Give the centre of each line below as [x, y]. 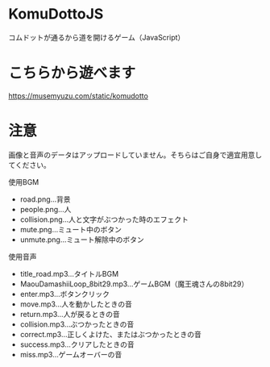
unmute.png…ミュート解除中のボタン [82, 240]
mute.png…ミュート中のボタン [71, 229]
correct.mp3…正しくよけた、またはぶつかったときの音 [110, 334]
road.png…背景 [45, 199]
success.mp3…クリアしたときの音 [77, 344]
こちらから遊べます [72, 73]
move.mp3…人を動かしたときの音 [76, 304]
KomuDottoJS [56, 14]
